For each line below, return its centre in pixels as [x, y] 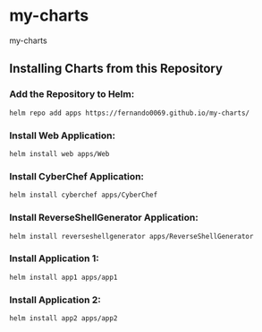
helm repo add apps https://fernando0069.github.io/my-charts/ [130, 113]
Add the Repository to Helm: [72, 94]
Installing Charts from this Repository [116, 69]
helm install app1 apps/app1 [63, 277]
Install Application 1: [55, 258]
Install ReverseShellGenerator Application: [104, 218]
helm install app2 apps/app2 [63, 319]
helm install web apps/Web [59, 153]
